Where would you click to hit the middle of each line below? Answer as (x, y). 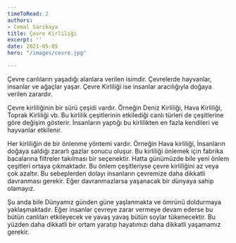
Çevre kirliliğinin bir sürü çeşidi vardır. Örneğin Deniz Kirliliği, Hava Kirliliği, (115, 107)
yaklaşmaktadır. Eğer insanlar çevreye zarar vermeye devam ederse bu (110, 209)
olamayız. (21, 188)
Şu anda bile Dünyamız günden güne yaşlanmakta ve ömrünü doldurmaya (114, 202)
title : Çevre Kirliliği (42, 33)
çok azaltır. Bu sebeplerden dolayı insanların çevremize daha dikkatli (106, 173)
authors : (20, 20)
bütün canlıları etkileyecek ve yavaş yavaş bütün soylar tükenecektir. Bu (112, 217)
